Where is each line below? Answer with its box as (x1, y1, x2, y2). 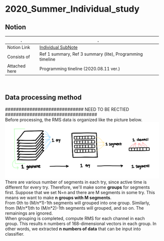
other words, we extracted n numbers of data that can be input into (5, 226, 141, 232)
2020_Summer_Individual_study (5, 3, 140, 15)
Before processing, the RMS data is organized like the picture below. (5, 116, 143, 123)
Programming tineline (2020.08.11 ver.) (39, 66, 121, 71)
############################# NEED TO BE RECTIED (5, 106, 129, 112)
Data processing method (5, 93, 82, 102)
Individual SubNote (39, 44, 78, 50)
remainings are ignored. (5, 210, 53, 216)
